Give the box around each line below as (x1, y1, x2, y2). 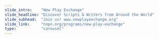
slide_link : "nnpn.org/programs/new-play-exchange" (5, 21, 125, 27)
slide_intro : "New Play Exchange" (5, 7, 85, 13)
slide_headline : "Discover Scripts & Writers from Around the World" (5, 12, 155, 17)
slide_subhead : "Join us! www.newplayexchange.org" (5, 17, 118, 22)
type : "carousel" (5, 26, 64, 31)
